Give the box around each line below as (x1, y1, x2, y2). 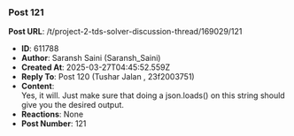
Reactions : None (20, 109, 84, 120)
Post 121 (8, 6, 44, 19)
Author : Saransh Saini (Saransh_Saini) (20, 53, 161, 64)
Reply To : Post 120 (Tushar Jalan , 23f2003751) (20, 72, 196, 82)
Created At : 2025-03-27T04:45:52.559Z (20, 62, 170, 72)
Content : (20, 81, 55, 92)
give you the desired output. (20, 100, 125, 110)
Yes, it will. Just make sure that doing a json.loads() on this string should (20, 90, 285, 101)
